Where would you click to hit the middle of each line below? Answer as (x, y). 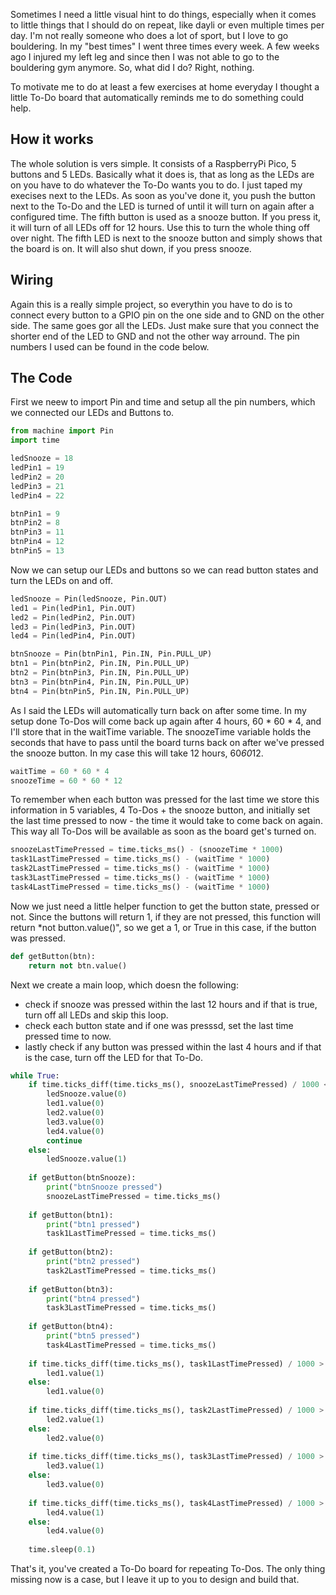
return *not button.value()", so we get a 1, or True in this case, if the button (163, 927)
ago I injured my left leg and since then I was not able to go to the (145, 57)
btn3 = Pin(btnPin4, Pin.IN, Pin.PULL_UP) (100, 682)
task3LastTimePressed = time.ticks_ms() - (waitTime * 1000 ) (140, 878)
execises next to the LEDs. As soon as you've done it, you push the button (163, 195)
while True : (35, 1075)
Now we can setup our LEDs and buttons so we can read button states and (164, 570)
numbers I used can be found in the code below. (110, 346)
